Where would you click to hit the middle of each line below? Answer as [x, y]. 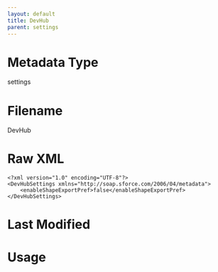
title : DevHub [28, 21]
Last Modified [49, 225]
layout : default [31, 14]
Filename [35, 110]
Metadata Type [53, 62]
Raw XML [36, 159]
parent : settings [33, 27]
